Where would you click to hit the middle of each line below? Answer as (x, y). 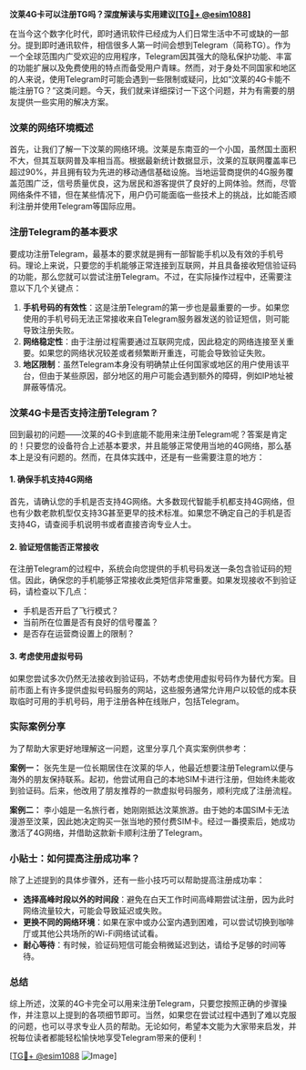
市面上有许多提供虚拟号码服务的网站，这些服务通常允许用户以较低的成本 (153, 689)
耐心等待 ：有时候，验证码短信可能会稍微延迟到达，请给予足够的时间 (150, 945)
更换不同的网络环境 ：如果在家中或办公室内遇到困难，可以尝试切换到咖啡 (158, 922)
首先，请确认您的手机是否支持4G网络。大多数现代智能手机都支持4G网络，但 (152, 502)
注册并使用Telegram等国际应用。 (79, 206)
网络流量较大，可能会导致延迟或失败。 (94, 911)
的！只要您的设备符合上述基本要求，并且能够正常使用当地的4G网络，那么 (147, 445)
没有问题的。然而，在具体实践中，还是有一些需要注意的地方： (149, 457)
